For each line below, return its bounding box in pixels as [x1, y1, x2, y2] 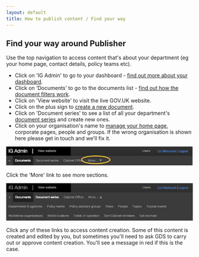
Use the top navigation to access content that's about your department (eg [6, 54, 189, 62]
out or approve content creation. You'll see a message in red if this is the [6, 239, 183, 246]
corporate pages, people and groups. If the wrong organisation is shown [14, 128, 192, 136]
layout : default [6, 9, 46, 15]
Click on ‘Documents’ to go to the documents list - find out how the [14, 85, 179, 92]
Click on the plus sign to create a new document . [14, 104, 134, 111]
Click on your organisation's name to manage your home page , [14, 122, 169, 130]
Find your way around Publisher [6, 38, 126, 49]
